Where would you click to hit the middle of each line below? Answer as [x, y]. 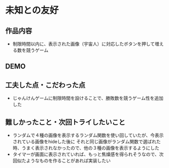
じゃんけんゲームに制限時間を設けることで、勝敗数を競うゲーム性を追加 [88, 98]
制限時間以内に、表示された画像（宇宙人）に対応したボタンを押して [83, 44]
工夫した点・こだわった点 [45, 85]
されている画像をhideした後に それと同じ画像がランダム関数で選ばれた [87, 142]
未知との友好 [32, 10]
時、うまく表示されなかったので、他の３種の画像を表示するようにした [86, 148]
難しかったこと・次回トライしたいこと [65, 122]
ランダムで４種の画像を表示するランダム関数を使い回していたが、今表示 [88, 136]
